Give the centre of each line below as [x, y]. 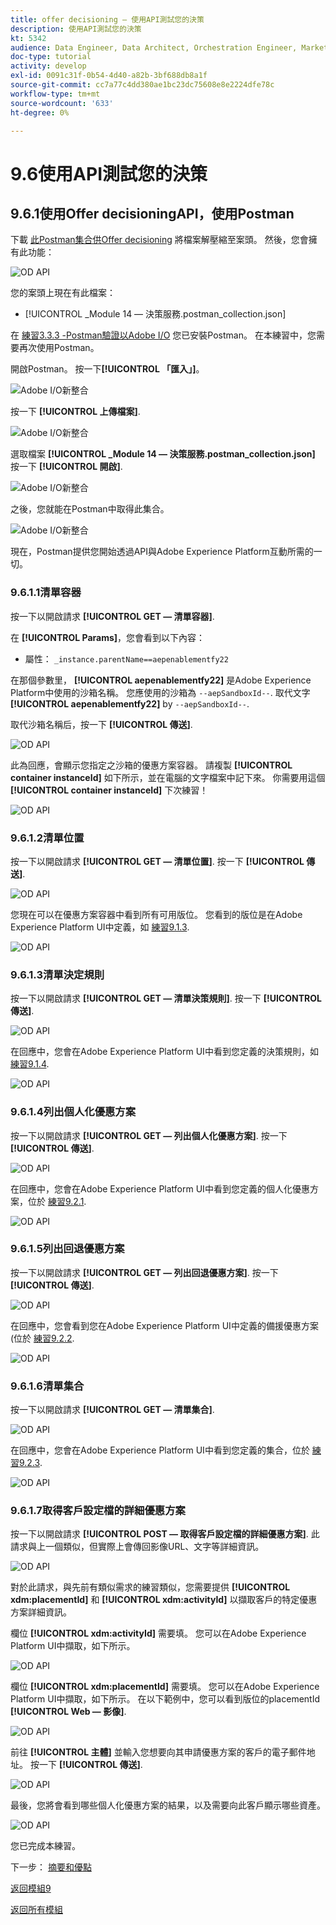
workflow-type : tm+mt [55, 94]
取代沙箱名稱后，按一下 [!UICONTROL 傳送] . [101, 724]
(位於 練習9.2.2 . [42, 1338]
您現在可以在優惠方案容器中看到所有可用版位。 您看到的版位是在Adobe [156, 914]
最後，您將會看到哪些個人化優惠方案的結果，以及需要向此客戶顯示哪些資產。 [168, 1805]
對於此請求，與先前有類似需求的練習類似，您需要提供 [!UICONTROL [150, 1587]
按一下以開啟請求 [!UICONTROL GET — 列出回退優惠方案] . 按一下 [144, 1272]
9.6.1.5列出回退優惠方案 [67, 1249]
